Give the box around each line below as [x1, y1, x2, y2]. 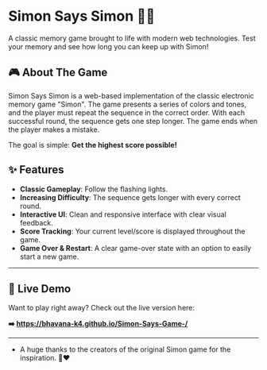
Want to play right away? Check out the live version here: [8, 303, 195, 313]
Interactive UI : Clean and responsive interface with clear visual [19, 210, 226, 219]
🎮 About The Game [8, 66, 108, 79]
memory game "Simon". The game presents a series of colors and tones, [8, 99, 247, 109]
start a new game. [19, 252, 79, 261]
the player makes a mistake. [8, 125, 100, 134]
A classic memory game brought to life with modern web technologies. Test [8, 33, 256, 43]
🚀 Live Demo [8, 282, 72, 295]
